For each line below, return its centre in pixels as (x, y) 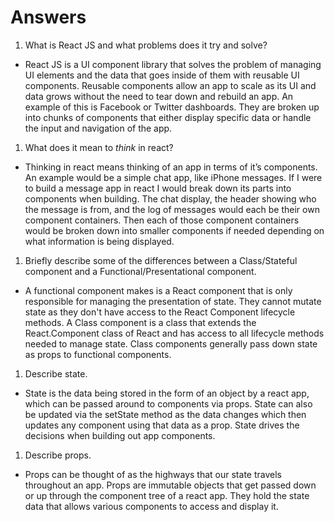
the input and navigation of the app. (98, 128)
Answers (48, 17)
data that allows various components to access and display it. (151, 506)
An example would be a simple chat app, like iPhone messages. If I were (173, 177)
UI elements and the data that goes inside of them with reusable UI (162, 75)
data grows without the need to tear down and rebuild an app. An (159, 96)
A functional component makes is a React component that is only (158, 290)
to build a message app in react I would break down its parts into (158, 188)
